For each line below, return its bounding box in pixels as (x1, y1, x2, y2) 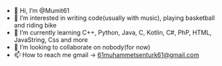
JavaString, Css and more (13, 36, 88, 44)
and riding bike (13, 21, 57, 29)
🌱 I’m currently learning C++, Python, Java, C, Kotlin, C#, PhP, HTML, (13, 28, 212, 36)
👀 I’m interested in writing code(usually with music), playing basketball (13, 14, 215, 22)
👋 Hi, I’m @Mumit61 (13, 7, 70, 14)
